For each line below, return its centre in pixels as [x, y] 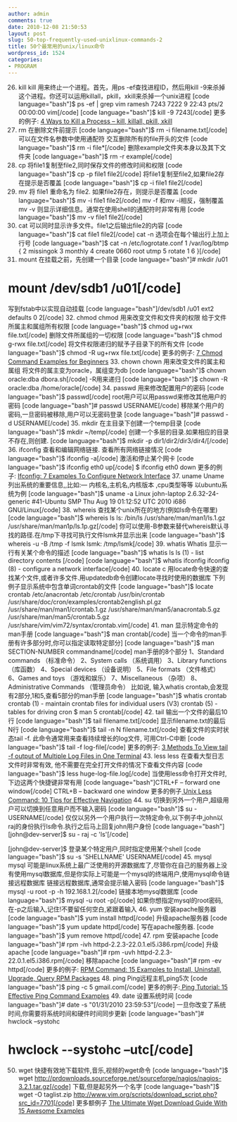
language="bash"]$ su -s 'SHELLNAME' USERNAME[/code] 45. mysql [110, 856]
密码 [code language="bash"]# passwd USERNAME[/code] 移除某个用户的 [116, 405]
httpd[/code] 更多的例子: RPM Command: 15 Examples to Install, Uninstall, [115, 969]
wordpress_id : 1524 [37, 54]
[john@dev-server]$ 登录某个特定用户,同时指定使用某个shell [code [104, 849]
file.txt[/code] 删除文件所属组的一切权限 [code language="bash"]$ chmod [115, 335]
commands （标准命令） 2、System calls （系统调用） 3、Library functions [117, 660]
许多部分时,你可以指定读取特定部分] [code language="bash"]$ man [117, 642]
